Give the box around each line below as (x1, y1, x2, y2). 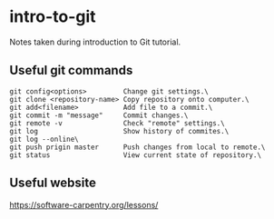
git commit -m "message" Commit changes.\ (9, 111, 189, 120)
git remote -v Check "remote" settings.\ (9, 118, 225, 128)
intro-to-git (9, 6, 97, 27)
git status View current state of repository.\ (9, 150, 261, 160)
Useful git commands (9, 63, 133, 78)
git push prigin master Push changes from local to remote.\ (9, 143, 266, 152)
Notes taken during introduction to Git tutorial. (9, 36, 181, 47)
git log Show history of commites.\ (9, 126, 230, 135)
